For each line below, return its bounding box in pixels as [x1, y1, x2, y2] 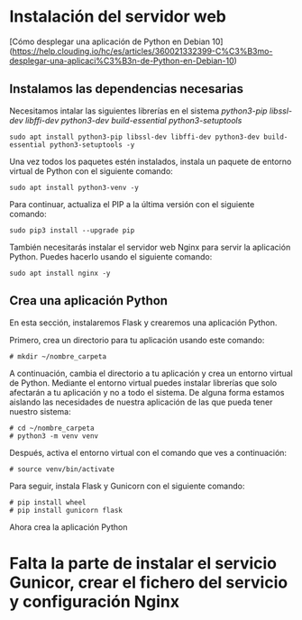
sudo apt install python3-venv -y [9, 183, 140, 192]
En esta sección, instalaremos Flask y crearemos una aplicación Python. [9, 317, 278, 328]
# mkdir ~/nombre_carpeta [9, 351, 106, 361]
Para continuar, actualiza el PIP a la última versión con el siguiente [9, 198, 255, 209]
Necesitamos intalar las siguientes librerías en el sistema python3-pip [9, 105, 268, 116]
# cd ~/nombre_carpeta [9, 424, 95, 433]
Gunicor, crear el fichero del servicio [9, 572, 288, 592]
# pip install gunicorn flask [9, 506, 124, 515]
